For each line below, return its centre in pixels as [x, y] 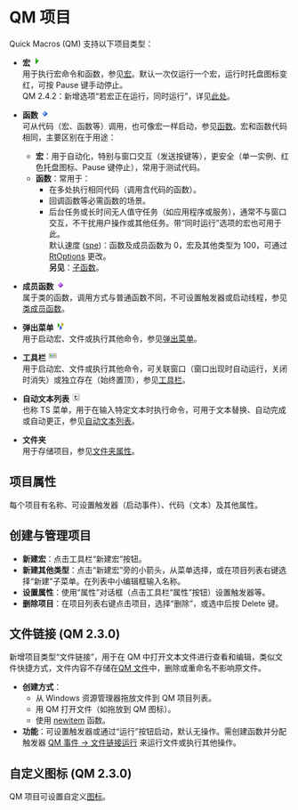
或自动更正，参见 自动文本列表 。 [81, 421]
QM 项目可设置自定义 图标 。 [60, 797]
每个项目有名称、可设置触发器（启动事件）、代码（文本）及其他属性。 [136, 505]
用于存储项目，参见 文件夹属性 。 [81, 450]
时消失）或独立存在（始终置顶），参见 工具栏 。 [106, 379]
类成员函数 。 [45, 308]
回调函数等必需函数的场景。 [100, 200]
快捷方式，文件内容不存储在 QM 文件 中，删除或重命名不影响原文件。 [141, 668]
